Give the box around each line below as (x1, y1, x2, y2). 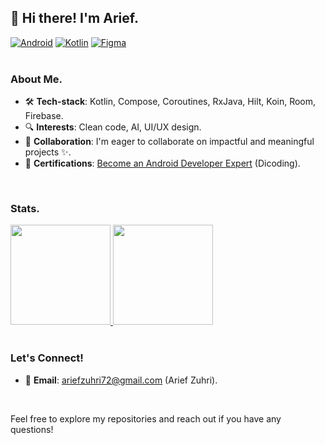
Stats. (10, 202, 40, 216)
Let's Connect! (10, 351, 84, 365)
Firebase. (24, 110, 64, 122)
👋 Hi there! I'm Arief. (10, 10, 139, 27)
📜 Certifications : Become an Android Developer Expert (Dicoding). (24, 157, 301, 170)
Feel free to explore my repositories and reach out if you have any (10, 412, 282, 425)
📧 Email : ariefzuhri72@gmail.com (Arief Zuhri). (24, 374, 218, 386)
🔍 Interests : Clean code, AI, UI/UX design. (24, 121, 202, 133)
